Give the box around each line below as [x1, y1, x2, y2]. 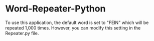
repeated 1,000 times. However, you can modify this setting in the [5, 24, 141, 30]
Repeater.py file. [5, 30, 39, 36]
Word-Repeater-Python [5, 3, 106, 14]
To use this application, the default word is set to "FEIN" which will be [5, 19, 149, 25]
